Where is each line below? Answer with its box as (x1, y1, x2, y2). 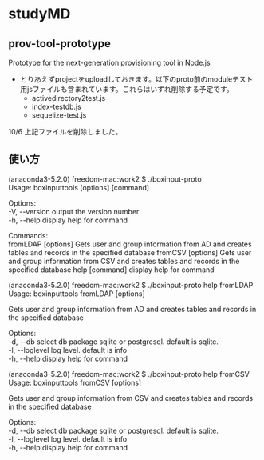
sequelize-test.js (31, 110, 87, 120)
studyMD (8, 5, 71, 23)
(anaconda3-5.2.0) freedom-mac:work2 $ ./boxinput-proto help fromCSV (8, 369, 250, 378)
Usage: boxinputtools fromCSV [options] (8, 378, 142, 387)
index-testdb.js (31, 102, 81, 111)
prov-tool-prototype (8, 37, 112, 50)
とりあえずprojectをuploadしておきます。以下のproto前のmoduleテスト (19, 74, 254, 84)
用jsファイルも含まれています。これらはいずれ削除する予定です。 (19, 85, 234, 94)
